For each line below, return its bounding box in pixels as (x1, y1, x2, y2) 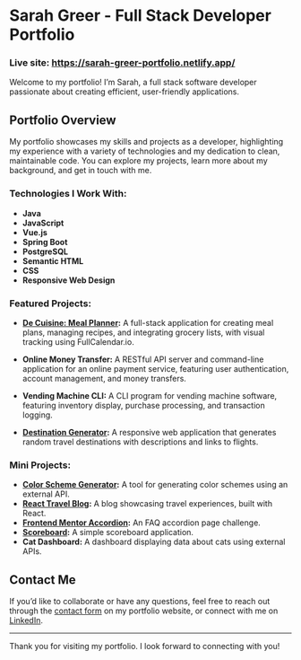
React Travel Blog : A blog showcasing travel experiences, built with (21, 498, 273, 509)
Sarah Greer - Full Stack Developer (9, 5, 271, 26)
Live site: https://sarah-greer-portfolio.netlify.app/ (9, 57, 236, 69)
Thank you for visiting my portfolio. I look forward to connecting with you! (9, 641, 280, 651)
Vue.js (21, 226, 47, 238)
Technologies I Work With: (9, 188, 127, 200)
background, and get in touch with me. (9, 165, 152, 176)
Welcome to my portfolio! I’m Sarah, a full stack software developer (9, 77, 257, 88)
